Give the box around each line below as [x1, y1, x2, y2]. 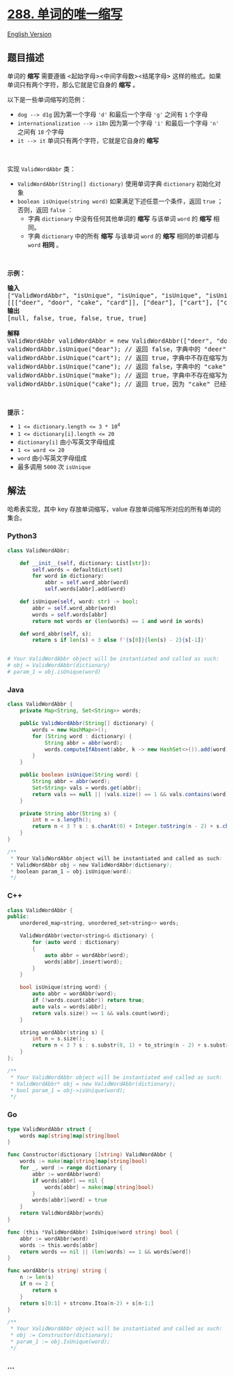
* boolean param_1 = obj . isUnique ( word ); [10, 868, 132, 875]
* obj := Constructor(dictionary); [10, 1332, 114, 1339]
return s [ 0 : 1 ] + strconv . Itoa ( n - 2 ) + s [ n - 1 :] [19, 1299, 155, 1307]
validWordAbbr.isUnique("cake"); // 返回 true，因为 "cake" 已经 [7, 380, 226, 388]
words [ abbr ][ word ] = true [32, 1197, 108, 1204]
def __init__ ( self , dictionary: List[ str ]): [19, 560, 151, 567]
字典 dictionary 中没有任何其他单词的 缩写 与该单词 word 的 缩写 [27, 214, 212, 223]
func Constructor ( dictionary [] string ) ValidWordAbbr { [7, 1151, 173, 1158]
